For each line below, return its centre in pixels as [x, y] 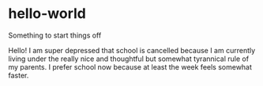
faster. [19, 75]
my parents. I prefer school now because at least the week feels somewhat [130, 66]
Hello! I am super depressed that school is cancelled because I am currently [132, 50]
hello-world [47, 14]
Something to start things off [55, 35]
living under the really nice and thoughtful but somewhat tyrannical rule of [129, 59]
